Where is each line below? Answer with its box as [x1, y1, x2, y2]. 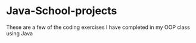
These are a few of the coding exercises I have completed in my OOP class [6, 24, 191, 31]
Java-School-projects [6, 4, 117, 18]
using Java [6, 29, 33, 37]
